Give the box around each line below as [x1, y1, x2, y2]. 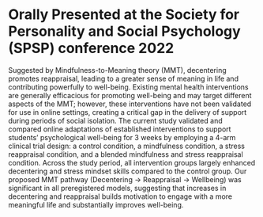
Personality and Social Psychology [8, 22, 241, 40]
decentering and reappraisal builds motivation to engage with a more [8, 192, 233, 201]
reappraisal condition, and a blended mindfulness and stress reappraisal [8, 149, 243, 159]
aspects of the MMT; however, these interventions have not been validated [8, 99, 252, 108]
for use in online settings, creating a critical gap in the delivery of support [8, 107, 247, 116]
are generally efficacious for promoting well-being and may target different [8, 90, 252, 100]
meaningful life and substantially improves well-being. [8, 200, 184, 209]
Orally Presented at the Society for [8, 6, 240, 24]
